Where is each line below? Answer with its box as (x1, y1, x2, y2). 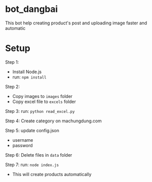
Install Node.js (12, 69, 42, 75)
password (12, 142, 33, 148)
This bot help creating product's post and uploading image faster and (5, 20, 148, 26)
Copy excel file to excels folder (12, 98, 76, 104)
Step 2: (5, 84, 20, 90)
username (12, 137, 33, 143)
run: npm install (12, 74, 47, 80)
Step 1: (5, 59, 19, 65)
